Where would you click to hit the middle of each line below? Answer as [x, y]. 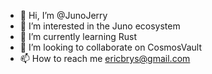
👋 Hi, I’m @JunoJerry [63, 15]
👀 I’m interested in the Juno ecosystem [100, 26]
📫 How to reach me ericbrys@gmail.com [105, 58]
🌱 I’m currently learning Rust [78, 36]
